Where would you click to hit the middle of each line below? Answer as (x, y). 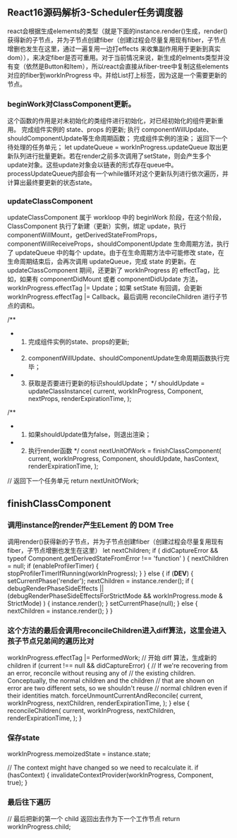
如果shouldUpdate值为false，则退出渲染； (90, 435)
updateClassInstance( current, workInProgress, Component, (115, 391)
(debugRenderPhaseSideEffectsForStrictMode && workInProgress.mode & (115, 596)
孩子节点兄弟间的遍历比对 (51, 641)
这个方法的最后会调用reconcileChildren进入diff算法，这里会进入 (117, 630)
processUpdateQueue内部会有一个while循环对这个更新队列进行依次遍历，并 (118, 174)
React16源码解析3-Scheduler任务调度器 (95, 13)
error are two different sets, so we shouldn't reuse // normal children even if (117, 688)
